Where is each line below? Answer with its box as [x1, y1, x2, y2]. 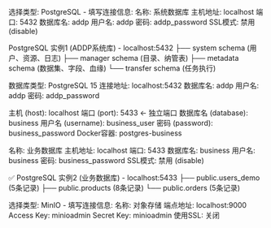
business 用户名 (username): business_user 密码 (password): [8, 118, 213, 127]
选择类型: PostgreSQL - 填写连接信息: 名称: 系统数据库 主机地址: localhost [8, 7, 255, 16]
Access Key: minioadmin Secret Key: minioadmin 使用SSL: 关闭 [8, 210, 220, 220]
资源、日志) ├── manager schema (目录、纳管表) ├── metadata [22, 54, 239, 62]
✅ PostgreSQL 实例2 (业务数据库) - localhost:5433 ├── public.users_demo [8, 173, 260, 183]
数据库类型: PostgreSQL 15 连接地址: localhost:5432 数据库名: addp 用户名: [8, 80, 260, 90]
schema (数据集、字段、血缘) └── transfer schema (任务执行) [8, 63, 216, 73]
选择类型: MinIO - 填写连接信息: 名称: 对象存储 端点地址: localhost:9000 [8, 200, 247, 209]
